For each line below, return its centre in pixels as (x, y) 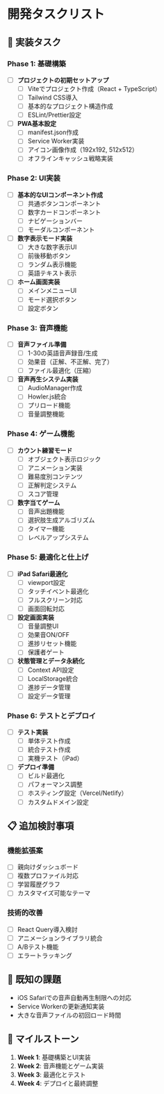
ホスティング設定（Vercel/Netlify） (77, 793)
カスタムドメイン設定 (58, 802)
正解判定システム (52, 485)
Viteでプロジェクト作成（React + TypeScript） (94, 88)
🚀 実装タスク (34, 42)
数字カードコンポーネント (64, 212)
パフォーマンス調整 (55, 785)
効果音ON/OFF (49, 635)
